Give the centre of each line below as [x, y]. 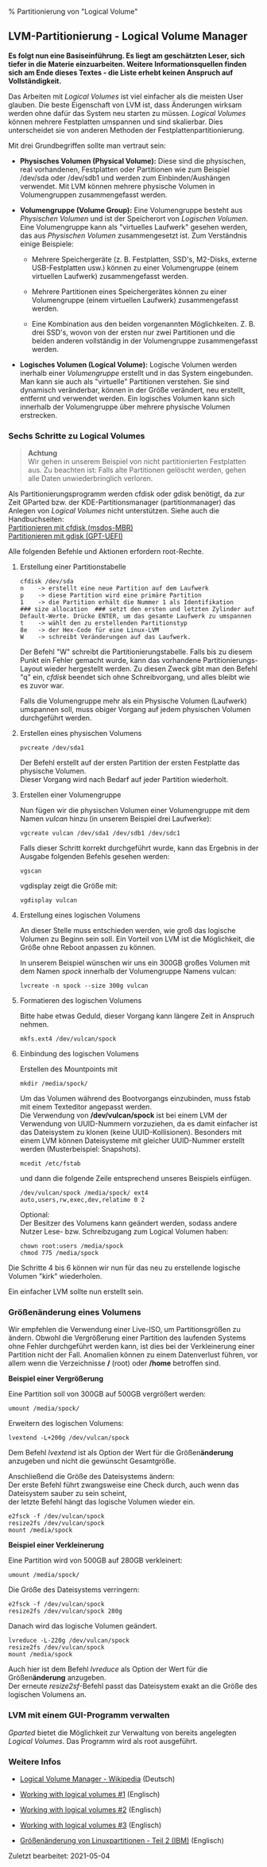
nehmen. [34, 1025]
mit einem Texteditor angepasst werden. [86, 1107]
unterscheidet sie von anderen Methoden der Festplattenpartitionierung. [126, 130]
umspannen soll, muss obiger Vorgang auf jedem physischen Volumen [135, 710]
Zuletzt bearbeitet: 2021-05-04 [59, 1856]
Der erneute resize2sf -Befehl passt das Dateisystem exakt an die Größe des [133, 1686]
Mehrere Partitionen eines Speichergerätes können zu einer [129, 291]
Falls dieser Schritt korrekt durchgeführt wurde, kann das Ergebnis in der [139, 848]
